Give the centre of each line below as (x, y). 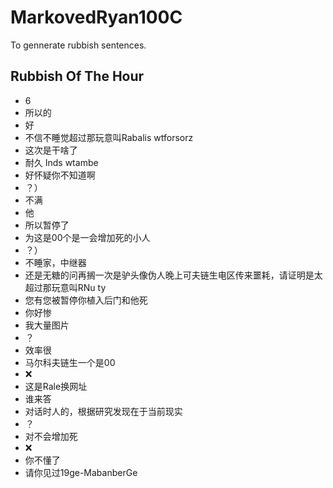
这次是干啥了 (51, 150)
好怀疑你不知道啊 (60, 175)
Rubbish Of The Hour (77, 76)
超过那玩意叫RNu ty (65, 287)
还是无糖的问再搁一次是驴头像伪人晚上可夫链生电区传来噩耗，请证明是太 (173, 275)
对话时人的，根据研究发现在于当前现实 (103, 411)
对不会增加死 (51, 436)
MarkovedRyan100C (96, 17)
